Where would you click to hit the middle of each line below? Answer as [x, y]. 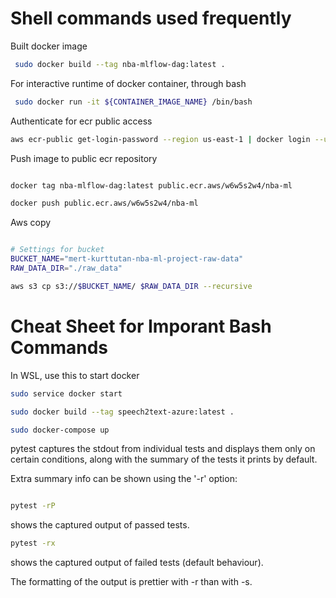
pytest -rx [33, 543]
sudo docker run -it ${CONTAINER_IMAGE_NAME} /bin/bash [133, 102]
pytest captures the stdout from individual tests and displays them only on [163, 449]
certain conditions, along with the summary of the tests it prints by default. [164, 459]
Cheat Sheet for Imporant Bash [141, 326]
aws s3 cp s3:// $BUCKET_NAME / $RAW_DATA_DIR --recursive [131, 286]
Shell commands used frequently [151, 18]
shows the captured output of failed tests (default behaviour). [137, 563]
